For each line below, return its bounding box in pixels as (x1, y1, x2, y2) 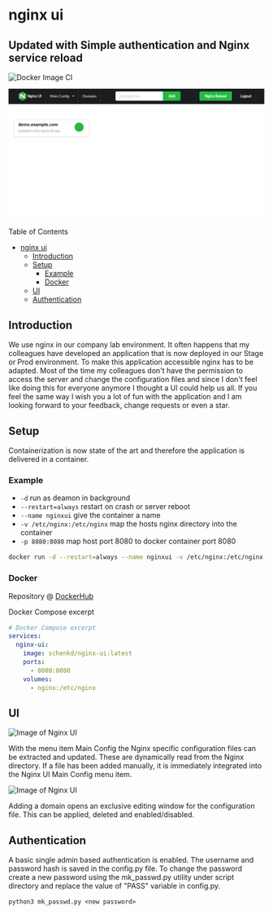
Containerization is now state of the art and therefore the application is (8, 446, 245, 455)
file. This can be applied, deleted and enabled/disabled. (8, 810, 195, 820)
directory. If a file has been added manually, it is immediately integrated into (8, 761, 262, 771)
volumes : (23, 675, 53, 683)
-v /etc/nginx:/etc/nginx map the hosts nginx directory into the (19, 519, 237, 529)
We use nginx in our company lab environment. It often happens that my (8, 340, 250, 349)
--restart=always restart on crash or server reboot (19, 502, 191, 512)
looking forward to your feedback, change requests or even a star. (8, 401, 230, 411)
